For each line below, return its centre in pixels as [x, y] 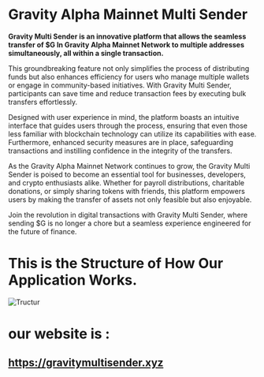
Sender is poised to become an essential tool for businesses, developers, [127, 174]
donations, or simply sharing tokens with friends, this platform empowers [127, 191]
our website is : [59, 334]
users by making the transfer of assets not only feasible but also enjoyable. [130, 200]
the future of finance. [43, 231]
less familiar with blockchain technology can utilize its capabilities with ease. [132, 134]
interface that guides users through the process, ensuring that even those [128, 125]
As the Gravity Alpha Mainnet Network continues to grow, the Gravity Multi [129, 166]
